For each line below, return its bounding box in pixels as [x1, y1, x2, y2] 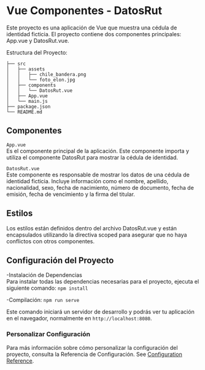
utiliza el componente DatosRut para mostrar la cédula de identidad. [6, 154, 178, 161]
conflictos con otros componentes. [6, 237, 95, 245]
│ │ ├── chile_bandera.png [6, 71, 87, 77]
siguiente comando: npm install [6, 284, 88, 292]
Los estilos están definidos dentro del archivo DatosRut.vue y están [6, 224, 177, 232]
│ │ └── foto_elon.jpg [6, 77, 75, 83]
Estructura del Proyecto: [6, 48, 68, 56]
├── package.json [6, 104, 51, 110]
